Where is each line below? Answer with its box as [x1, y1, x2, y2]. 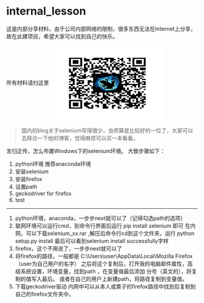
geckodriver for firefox [15, 189, 72, 197]
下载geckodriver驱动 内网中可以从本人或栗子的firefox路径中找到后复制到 [15, 282, 196, 290]
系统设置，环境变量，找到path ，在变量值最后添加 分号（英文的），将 [20, 267, 192, 274]
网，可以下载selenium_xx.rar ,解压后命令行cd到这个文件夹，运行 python [15, 230, 195, 237]
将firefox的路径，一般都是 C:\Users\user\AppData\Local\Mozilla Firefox [15, 252, 193, 259]
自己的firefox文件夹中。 [15, 290, 75, 298]
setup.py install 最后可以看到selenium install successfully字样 [15, 237, 169, 244]
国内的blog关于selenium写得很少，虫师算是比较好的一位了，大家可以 [21, 126, 194, 134]
